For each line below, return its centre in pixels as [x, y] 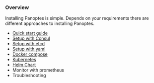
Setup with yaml [29, 49]
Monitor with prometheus [38, 70]
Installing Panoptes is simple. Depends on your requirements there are [77, 18]
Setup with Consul [31, 38]
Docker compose [30, 54]
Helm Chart [24, 65]
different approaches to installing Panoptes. [50, 23]
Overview [17, 7]
